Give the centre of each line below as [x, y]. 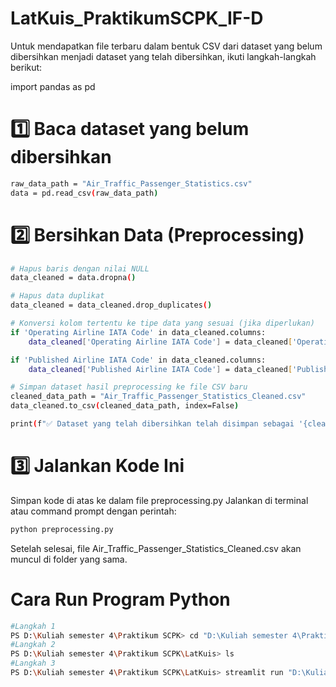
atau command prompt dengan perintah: [93, 511]
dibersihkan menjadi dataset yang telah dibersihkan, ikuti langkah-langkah [163, 56]
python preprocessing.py [62, 529]
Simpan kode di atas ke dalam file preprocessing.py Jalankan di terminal [159, 500]
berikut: [26, 67]
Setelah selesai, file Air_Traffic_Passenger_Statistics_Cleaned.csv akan [156, 548]
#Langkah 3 [33, 663]
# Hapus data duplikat [57, 296]
